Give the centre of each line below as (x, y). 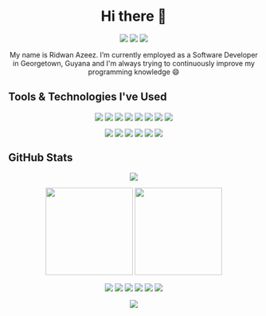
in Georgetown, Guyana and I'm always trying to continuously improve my (134, 63)
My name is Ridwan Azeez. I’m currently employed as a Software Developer (134, 54)
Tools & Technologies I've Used (88, 97)
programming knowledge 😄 (134, 72)
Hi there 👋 (134, 16)
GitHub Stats (41, 158)
